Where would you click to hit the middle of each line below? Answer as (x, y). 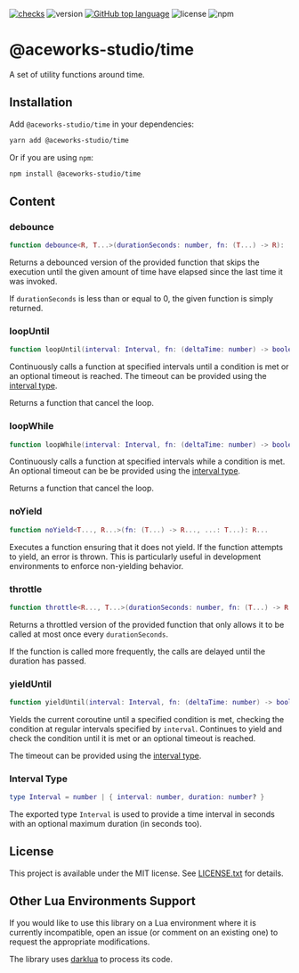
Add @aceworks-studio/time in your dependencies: (101, 124)
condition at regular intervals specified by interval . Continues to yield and (146, 729)
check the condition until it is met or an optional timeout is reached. (133, 738)
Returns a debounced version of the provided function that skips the (134, 262)
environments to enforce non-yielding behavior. (97, 565)
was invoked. (33, 282)
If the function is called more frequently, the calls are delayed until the (137, 651)
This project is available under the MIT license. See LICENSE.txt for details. (146, 873)
